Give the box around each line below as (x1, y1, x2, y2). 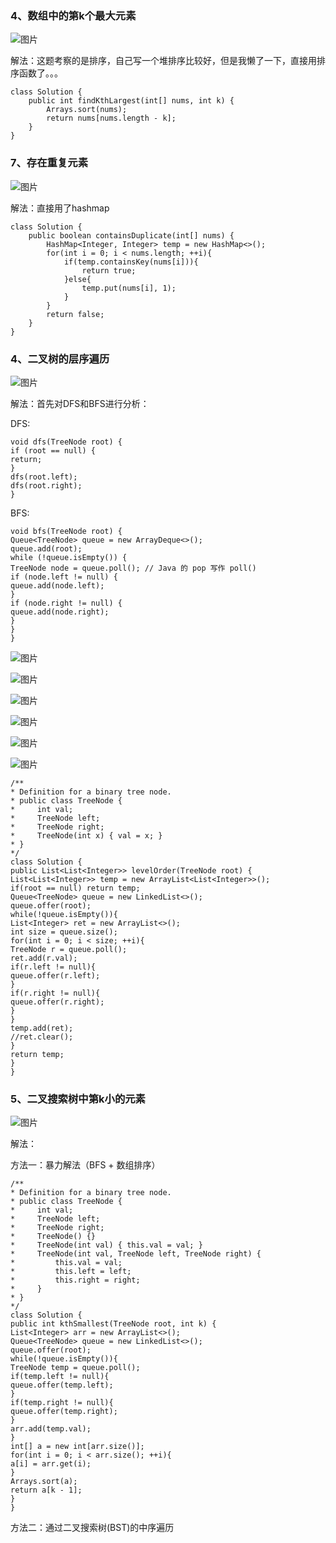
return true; (81, 265, 137, 276)
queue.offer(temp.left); (10, 1380, 114, 1391)
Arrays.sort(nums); (46, 105, 128, 115)
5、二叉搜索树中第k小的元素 (10, 1092, 146, 1106)
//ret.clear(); (10, 1032, 74, 1042)
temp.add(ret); (10, 1023, 74, 1033)
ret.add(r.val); (10, 953, 78, 963)
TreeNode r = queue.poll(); (10, 944, 128, 954)
